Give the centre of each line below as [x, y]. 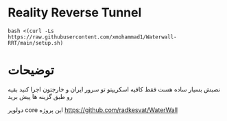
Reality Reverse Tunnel [75, 13]
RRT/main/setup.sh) [36, 43]
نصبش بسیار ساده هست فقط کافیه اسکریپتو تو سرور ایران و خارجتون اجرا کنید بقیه [114, 89]
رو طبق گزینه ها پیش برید [40, 96]
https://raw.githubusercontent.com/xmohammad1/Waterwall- [92, 37]
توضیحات [31, 70]
